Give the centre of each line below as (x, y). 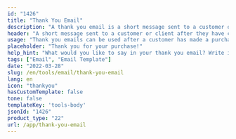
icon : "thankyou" (33, 86)
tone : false (25, 99)
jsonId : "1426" (29, 112)
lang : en (20, 79)
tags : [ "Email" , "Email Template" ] (59, 60)
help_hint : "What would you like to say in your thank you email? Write (116, 53)
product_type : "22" (36, 118)
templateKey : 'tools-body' (47, 105)
